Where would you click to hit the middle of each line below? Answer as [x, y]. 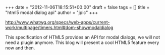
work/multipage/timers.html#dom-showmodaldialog [59, 27]
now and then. [20, 48]
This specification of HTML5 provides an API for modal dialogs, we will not [83, 37]
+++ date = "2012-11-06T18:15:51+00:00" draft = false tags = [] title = [77, 7]
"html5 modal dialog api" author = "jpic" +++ [52, 12]
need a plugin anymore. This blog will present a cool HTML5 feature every [82, 42]
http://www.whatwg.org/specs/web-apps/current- [58, 22]
